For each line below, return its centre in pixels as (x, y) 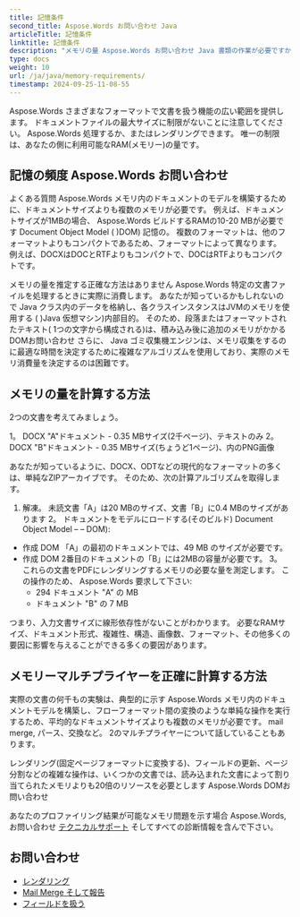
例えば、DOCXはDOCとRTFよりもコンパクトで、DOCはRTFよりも (131, 254)
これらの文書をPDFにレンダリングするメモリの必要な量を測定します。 (150, 570)
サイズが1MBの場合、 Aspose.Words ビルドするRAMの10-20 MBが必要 (146, 221)
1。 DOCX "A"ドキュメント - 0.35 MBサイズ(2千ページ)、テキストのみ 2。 (144, 436)
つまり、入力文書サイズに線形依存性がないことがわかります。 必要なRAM (144, 622)
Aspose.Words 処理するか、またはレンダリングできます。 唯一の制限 (153, 133)
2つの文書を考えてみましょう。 (66, 417)
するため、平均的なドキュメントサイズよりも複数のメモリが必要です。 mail (146, 722)
